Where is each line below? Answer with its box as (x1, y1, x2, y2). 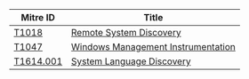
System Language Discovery (70, 55, 191, 67)
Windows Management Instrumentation (70, 41, 236, 52)
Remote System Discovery (70, 27, 181, 38)
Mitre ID (20, 12, 56, 23)
